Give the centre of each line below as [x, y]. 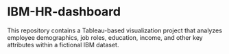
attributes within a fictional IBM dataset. [63, 45]
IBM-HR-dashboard [64, 12]
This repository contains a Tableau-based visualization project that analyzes [115, 30]
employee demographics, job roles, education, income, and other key [105, 37]
